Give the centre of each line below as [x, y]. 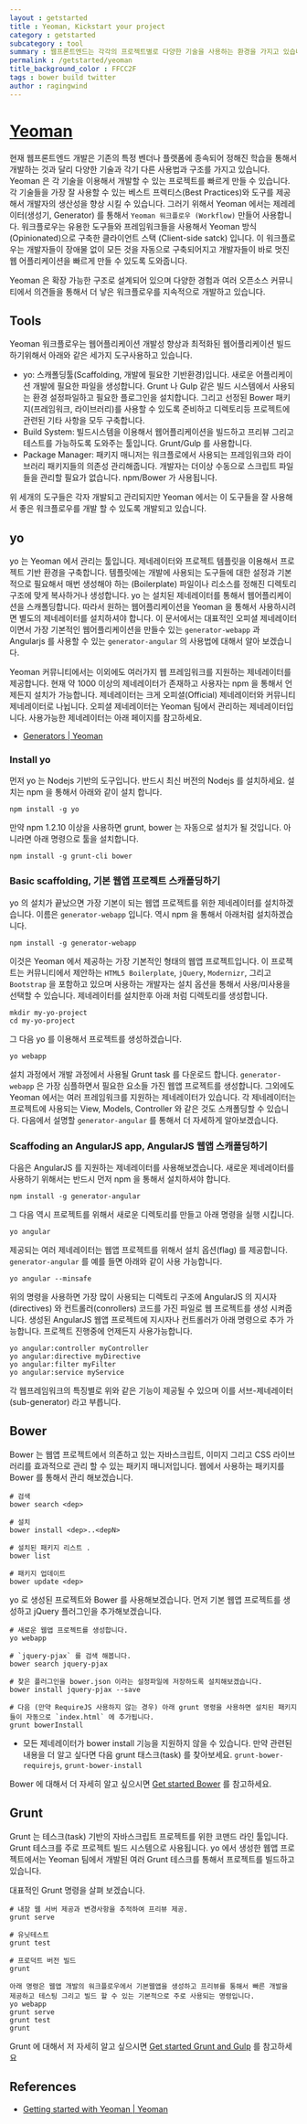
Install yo [30, 760]
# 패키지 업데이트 [38, 1573]
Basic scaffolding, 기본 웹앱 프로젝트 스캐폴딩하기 [115, 881]
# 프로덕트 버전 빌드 [43, 1960]
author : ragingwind [49, 86]
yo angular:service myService [67, 1373]
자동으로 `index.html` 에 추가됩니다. [90, 1717]
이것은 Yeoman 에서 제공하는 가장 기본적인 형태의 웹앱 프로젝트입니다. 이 [139, 960]
